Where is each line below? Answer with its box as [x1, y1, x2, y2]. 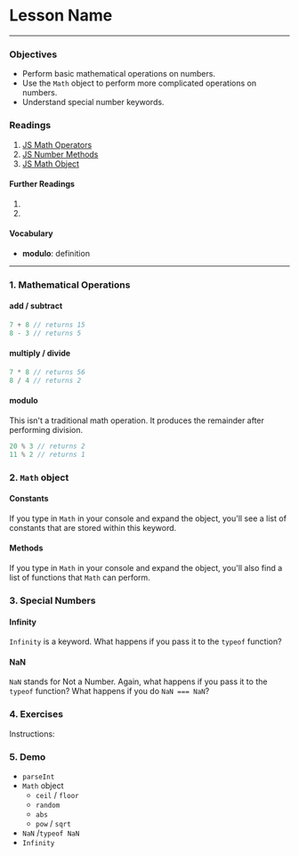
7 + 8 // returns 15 [9, 321, 86, 330]
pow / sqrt [35, 818, 71, 828]
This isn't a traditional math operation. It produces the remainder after [9, 415, 265, 426]
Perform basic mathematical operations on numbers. [21, 69, 216, 79]
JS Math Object [21, 158, 80, 169]
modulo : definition [21, 248, 91, 258]
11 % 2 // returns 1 [9, 450, 86, 459]
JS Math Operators [21, 139, 93, 150]
